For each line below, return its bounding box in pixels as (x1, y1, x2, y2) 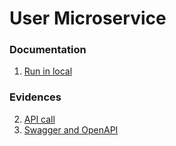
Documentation (9, 43, 87, 57)
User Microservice (9, 7, 167, 30)
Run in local (23, 65, 73, 77)
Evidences (9, 90, 62, 104)
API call (23, 113, 56, 125)
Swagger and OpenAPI (23, 123, 119, 136)
